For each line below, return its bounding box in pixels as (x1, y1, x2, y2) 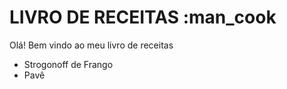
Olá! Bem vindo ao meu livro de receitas (9, 39, 174, 51)
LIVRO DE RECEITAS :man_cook (9, 6, 277, 29)
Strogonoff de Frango (23, 58, 114, 70)
